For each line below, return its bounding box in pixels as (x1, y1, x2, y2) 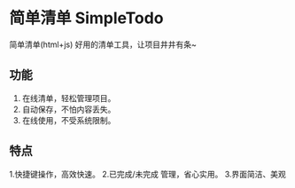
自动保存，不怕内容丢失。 (21, 104, 116, 114)
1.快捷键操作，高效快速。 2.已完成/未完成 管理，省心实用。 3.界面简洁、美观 (9, 168, 286, 179)
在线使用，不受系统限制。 (21, 114, 116, 125)
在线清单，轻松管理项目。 (21, 92, 116, 103)
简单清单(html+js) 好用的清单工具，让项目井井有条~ (9, 39, 197, 50)
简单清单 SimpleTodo (9, 8, 164, 28)
